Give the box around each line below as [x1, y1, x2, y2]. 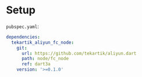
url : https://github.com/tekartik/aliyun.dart [21, 50, 137, 56]
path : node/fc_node [21, 56, 69, 62]
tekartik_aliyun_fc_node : [11, 39, 74, 45]
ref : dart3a [21, 61, 51, 67]
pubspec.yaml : [6, 23, 39, 30]
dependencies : [6, 34, 41, 40]
